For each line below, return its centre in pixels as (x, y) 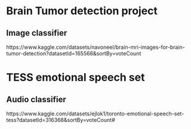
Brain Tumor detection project (82, 11)
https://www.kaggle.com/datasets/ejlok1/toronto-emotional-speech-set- (95, 114)
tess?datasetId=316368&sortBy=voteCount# (61, 120)
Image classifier (37, 33)
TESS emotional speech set (76, 78)
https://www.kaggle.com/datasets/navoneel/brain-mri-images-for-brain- (95, 47)
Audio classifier (36, 99)
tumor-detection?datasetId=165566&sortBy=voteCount (74, 54)
